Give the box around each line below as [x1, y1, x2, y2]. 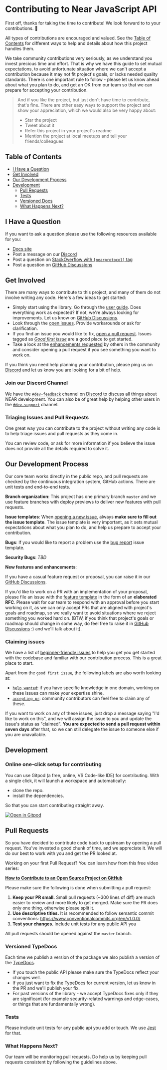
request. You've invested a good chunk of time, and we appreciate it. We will [5, 845, 163, 851]
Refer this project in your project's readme [24, 127, 112, 133]
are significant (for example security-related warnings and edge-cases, [12, 996, 160, 1002]
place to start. [5, 660, 34, 666]
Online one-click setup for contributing [5, 761, 102, 768]
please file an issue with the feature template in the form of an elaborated [5, 594, 157, 600]
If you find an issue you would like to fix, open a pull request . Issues [12, 331, 152, 337]
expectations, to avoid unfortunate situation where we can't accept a [5, 66, 147, 72]
